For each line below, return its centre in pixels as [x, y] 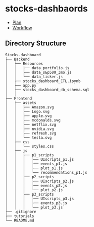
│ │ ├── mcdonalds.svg [33, 120]
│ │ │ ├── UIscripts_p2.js [40, 181]
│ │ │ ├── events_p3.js [36, 203]
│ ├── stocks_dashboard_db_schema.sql [47, 90]
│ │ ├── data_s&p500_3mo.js [38, 72]
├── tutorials [20, 216]
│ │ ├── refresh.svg [31, 133]
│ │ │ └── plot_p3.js [34, 207]
